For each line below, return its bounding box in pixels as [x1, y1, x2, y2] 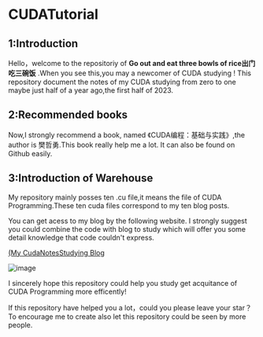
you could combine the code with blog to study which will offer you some [8, 224, 246, 233]
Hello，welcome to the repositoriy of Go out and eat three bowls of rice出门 [8, 59, 256, 68]
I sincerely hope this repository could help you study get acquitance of [8, 278, 238, 288]
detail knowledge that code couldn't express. [8, 233, 155, 242]
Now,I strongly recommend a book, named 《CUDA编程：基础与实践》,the [8, 130, 246, 139]
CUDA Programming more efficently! [8, 287, 128, 296]
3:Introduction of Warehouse [8, 171, 154, 185]
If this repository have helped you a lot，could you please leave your [8, 302, 231, 312]
